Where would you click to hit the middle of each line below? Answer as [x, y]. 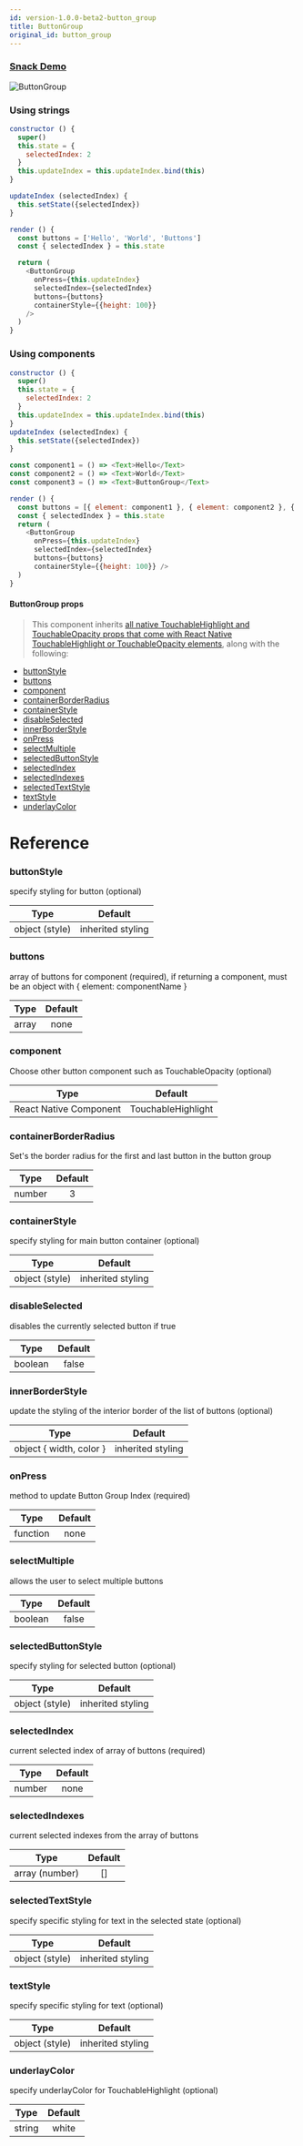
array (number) [46, 1874]
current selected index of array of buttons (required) [108, 1751]
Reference [49, 843]
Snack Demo [38, 66]
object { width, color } [60, 1449]
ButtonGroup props [46, 604]
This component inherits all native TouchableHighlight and [141, 624]
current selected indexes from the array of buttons [104, 1836]
